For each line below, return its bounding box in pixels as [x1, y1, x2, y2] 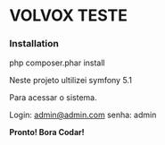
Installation [9, 38, 60, 50]
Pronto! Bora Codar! [9, 127, 85, 138]
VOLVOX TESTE [9, 5, 128, 26]
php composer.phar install [9, 57, 105, 68]
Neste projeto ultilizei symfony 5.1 [9, 75, 132, 86]
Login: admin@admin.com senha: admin [9, 109, 157, 121]
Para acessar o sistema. [9, 92, 98, 103]
